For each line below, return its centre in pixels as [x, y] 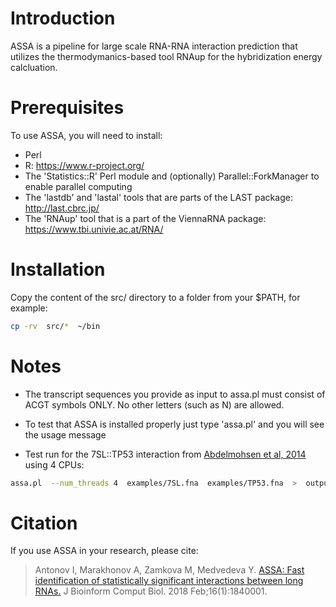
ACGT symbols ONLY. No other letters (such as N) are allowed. [154, 404]
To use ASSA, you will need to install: [86, 135]
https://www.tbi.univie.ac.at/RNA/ [94, 229]
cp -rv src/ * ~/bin [55, 326]
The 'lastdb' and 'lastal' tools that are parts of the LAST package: [158, 197]
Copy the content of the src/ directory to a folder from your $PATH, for [155, 297]
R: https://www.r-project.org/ [84, 165]
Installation [58, 269]
